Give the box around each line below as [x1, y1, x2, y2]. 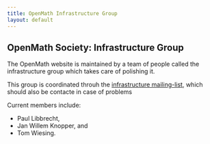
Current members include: [7, 101, 81, 110]
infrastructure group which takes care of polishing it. [7, 67, 155, 75]
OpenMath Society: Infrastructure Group [7, 42, 185, 53]
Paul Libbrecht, [16, 115, 60, 123]
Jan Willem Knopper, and [16, 121, 88, 130]
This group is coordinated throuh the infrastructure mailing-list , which [7, 80, 203, 89]
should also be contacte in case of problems [7, 88, 132, 96]
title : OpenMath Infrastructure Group [7, 10, 118, 17]
